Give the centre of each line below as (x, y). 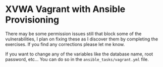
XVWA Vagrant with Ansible (65, 9)
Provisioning (32, 20)
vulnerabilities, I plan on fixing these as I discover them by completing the (82, 39)
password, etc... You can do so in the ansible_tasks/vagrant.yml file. (77, 59)
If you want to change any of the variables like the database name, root (79, 54)
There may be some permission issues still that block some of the (73, 33)
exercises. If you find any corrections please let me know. (65, 44)
